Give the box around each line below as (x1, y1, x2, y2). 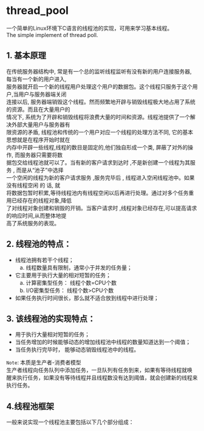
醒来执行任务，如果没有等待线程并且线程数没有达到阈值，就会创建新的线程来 (6, 374, 198, 381)
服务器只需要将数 (19, 151, 63, 158)
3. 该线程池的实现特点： (6, 313, 96, 324)
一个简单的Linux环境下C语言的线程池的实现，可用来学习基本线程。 (6, 24, 173, 32)
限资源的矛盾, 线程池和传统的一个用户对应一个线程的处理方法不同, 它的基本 (6, 128, 193, 135)
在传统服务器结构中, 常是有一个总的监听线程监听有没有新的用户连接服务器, (6, 67, 192, 75)
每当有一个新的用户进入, (6, 75, 67, 83)
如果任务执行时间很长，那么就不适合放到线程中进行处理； (15, 294, 159, 301)
